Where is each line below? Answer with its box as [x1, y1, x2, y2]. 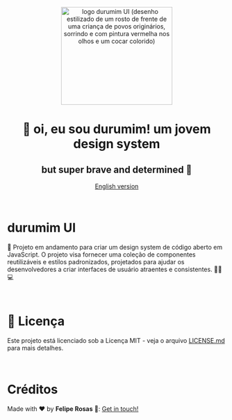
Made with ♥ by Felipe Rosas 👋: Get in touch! [7, 404, 139, 413]
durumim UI [7, 220, 76, 236]
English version [94, 182, 139, 191]
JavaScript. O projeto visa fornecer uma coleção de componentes [7, 250, 196, 259]
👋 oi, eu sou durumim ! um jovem [22, 122, 211, 137]
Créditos [7, 382, 58, 398]
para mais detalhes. [7, 344, 64, 352]
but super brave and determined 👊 [41, 163, 192, 175]
